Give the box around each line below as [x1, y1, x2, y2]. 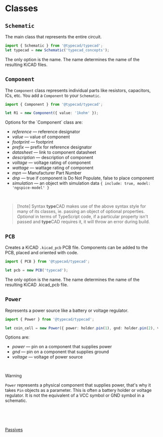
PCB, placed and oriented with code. [5, 250, 79, 256]
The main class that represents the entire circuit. [5, 34, 102, 39]
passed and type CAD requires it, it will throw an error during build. [16, 219, 150, 225]
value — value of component [12, 134, 70, 140]
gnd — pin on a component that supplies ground [12, 349, 109, 355]
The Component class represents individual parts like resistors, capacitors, [5, 87, 151, 93]
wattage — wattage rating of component [12, 165, 94, 171]
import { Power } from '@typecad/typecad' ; [5, 317, 95, 322]
